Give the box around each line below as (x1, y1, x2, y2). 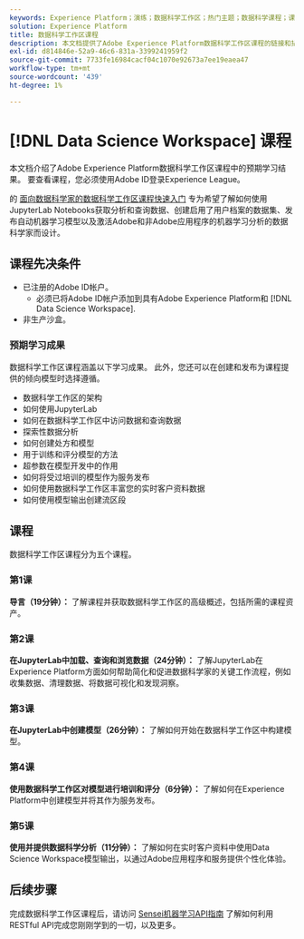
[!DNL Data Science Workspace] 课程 (9, 131, 292, 151)
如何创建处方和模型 (22, 437, 95, 448)
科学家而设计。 (9, 227, 65, 238)
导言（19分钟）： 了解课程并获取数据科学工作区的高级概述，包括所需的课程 (9, 596, 287, 607)
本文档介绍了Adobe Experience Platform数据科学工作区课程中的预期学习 (9, 162, 279, 173)
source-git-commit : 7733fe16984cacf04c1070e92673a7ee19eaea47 (9, 55, 249, 64)
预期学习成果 (9, 339, 66, 352)
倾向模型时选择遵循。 (24, 373, 105, 384)
